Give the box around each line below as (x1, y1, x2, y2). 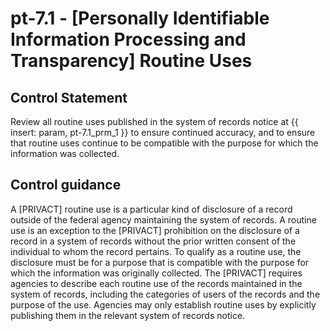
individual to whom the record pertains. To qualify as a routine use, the (10, 245, 302, 257)
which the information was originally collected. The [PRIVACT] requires (10, 267, 303, 279)
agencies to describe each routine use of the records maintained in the (10, 277, 303, 289)
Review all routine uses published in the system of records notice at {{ (10, 116, 299, 127)
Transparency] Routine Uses (10, 50, 253, 72)
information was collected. (10, 148, 120, 159)
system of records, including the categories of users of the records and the (10, 288, 321, 300)
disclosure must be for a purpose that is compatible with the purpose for (10, 256, 310, 268)
